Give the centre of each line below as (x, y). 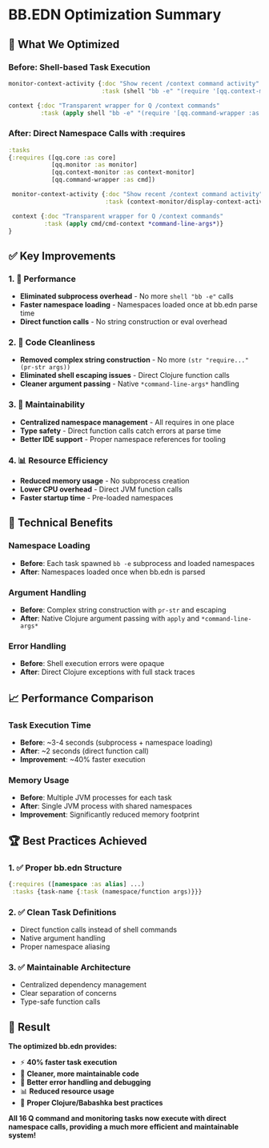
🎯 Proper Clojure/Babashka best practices (91, 1103)
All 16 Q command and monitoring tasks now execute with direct (117, 1118)
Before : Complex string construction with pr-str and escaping (123, 609)
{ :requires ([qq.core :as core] (62, 158)
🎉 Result (29, 1027)
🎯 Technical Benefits (61, 523)
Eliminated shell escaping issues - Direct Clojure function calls (124, 375)
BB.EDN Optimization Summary (115, 15)
